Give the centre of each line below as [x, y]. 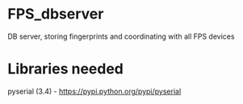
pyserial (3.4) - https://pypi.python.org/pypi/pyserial [94, 91]
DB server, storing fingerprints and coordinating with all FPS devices [121, 36]
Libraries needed [66, 69]
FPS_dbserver [56, 14]
